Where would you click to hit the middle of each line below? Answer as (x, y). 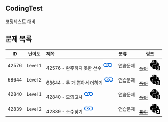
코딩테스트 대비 (20, 21)
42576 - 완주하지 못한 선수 (74, 68)
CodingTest (24, 8)
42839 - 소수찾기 (64, 112)
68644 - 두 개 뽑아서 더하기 (75, 83)
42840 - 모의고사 (64, 97)
